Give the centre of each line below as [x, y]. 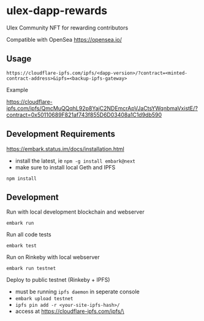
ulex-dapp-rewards [57, 11]
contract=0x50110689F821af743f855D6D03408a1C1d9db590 [84, 115]
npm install [21, 179]
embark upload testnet [44, 299]
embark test [21, 246]
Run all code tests [29, 234]
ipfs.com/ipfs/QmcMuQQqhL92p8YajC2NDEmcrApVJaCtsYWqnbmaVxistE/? [102, 108]
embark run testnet [31, 269]
